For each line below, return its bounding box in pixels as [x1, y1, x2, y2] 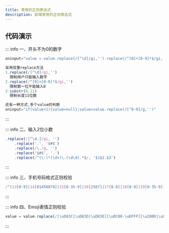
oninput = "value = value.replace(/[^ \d [5, 56, 87, 61]
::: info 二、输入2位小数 [5, 127, 53, 133]
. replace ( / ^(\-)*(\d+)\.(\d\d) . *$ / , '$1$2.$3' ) [14, 155, 116, 160]
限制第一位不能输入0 [10, 84, 46, 89]
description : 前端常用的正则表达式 [5, 12, 72, 17]
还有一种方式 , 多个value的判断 [5, 102, 60, 107]
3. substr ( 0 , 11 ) [5, 88, 37, 93]
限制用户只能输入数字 [10, 74, 48, 79]
